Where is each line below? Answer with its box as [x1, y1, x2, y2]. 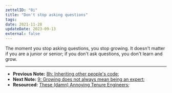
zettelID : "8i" [5, 7, 38, 13]
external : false [5, 31, 40, 36]
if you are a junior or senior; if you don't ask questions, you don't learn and [5, 51, 163, 57]
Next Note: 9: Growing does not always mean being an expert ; [12, 76, 145, 82]
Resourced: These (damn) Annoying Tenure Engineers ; [12, 82, 130, 87]
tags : [5, 17, 17, 22]
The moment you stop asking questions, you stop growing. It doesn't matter [5, 45, 165, 51]
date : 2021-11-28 [5, 21, 42, 27]
